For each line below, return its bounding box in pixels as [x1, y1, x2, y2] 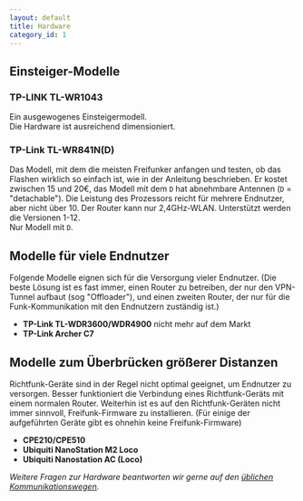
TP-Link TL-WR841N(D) [9, 143, 115, 156]
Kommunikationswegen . [9, 481, 100, 492]
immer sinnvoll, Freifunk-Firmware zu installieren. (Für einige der [9, 407, 251, 418]
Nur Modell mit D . [9, 222, 73, 233]
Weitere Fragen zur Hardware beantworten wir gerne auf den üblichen [9, 471, 274, 482]
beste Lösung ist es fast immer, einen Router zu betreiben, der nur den [9, 282, 274, 293]
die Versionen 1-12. [9, 212, 81, 223]
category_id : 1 [9, 30, 67, 39]
